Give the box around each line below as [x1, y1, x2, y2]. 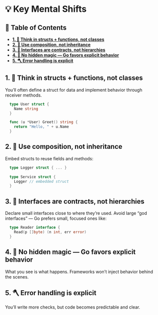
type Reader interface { [9, 225, 60, 230]
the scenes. [5, 274, 29, 280]
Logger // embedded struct [14, 179, 69, 184]
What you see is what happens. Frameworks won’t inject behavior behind [5, 269, 153, 275]
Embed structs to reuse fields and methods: [5, 155, 94, 161]
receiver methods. [5, 92, 42, 98]
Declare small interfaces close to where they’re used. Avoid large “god [5, 210, 147, 216]
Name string [14, 106, 38, 111]
